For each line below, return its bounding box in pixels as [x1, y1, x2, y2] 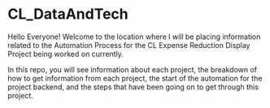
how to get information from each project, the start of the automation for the [7, 73, 263, 83]
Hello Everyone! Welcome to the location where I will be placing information [7, 32, 261, 41]
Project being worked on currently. [7, 49, 124, 58]
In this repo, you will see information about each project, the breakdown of [7, 64, 258, 74]
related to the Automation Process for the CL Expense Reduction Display [7, 40, 250, 50]
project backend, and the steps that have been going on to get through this [7, 82, 259, 92]
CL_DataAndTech [7, 5, 129, 24]
